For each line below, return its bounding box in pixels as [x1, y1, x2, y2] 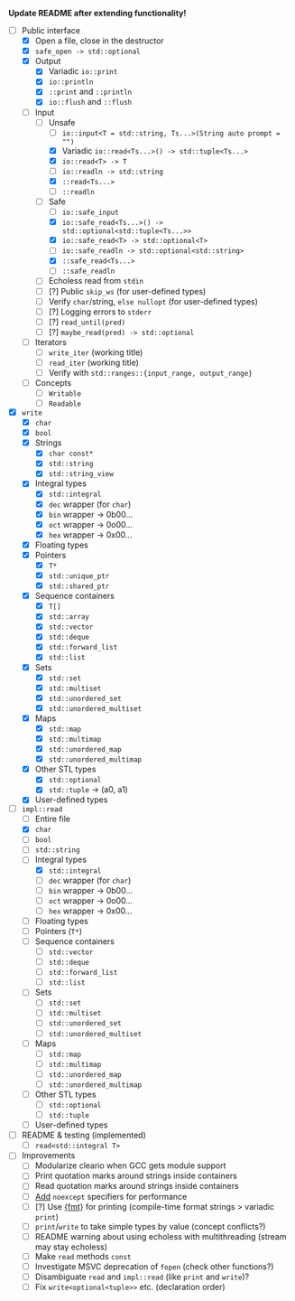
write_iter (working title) [48, 347, 143, 358]
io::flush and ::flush [48, 97, 133, 108]
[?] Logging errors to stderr [48, 306, 152, 317]
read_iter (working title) [48, 357, 139, 368]
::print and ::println [48, 86, 133, 98]
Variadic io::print [48, 66, 118, 77]
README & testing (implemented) [21, 1129, 146, 1141]
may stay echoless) [34, 1241, 108, 1252]
